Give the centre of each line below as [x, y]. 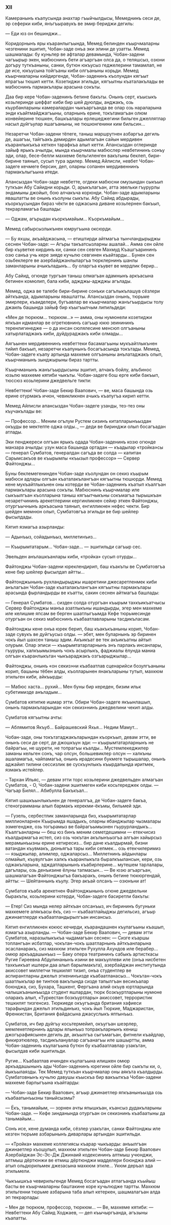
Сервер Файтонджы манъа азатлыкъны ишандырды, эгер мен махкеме [84, 608]
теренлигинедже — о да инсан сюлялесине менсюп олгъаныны [75, 328]
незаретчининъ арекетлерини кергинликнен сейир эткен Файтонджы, [82, 501]
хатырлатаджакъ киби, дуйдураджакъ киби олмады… [64, 334]
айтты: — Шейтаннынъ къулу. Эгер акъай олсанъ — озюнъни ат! [76, 881]
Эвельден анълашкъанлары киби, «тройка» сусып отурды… [71, 557]
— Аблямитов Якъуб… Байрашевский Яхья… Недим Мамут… [72, 728]
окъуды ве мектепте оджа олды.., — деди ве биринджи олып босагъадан [86, 427]
